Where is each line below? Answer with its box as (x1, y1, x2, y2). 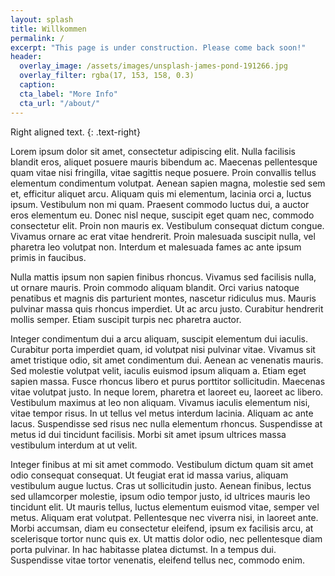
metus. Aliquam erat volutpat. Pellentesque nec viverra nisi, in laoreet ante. (10, 511, 319, 523)
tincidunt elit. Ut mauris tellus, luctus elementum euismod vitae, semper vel (10, 501, 320, 513)
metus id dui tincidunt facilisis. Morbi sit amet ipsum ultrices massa (10, 428, 287, 440)
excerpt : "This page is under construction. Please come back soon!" (10, 42, 307, 53)
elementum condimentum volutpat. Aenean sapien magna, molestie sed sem (10, 177, 326, 189)
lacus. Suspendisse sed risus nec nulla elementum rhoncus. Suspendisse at (10, 417, 323, 430)
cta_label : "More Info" (19, 89, 118, 99)
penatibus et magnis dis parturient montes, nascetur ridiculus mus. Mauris (10, 292, 317, 304)
